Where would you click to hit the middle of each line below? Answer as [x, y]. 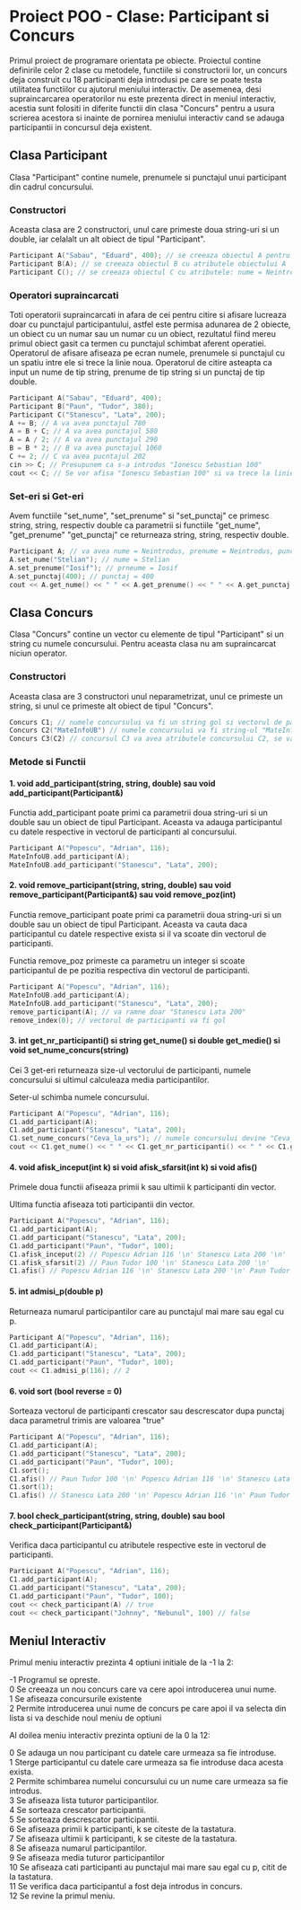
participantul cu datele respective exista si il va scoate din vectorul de [138, 934]
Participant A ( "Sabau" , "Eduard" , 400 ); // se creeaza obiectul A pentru [150, 256]
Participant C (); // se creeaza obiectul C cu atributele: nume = [136, 272]
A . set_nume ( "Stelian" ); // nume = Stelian [90, 559]
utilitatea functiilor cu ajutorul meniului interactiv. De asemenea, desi [135, 89]
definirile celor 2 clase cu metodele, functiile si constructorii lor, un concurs [149, 70]
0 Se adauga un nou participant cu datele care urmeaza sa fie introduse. [143, 1753]
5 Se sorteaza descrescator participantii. [84, 1819]
